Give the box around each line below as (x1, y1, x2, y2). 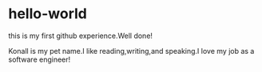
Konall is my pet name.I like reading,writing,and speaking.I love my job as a (8, 46, 255, 55)
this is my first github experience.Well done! (8, 31, 153, 40)
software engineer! (8, 55, 71, 64)
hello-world (8, 5, 88, 23)
